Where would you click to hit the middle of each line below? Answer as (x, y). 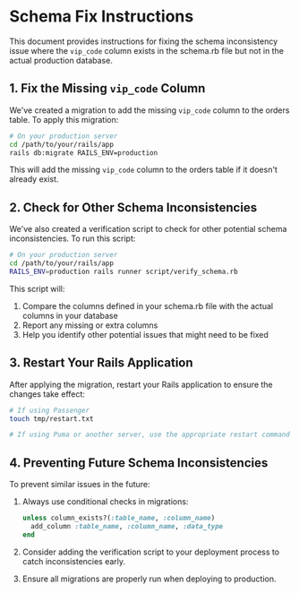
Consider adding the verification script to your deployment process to (151, 552)
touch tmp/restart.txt (51, 418)
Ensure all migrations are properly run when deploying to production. (149, 579)
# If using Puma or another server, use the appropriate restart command (150, 435)
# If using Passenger (50, 410)
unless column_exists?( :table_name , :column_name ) (119, 518)
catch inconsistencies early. (74, 561)
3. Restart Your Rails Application (102, 363)
